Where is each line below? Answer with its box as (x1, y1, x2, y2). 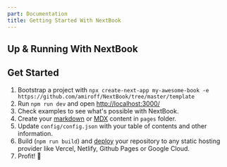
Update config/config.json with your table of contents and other (17, 121, 207, 130)
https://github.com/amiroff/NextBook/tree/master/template (17, 93, 195, 100)
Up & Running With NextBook (7, 43, 139, 55)
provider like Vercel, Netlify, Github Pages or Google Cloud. (17, 144, 190, 152)
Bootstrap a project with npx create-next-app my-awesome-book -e (17, 85, 209, 94)
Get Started (7, 67, 59, 79)
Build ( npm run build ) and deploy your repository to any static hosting (17, 137, 221, 145)
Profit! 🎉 (17, 151, 42, 160)
